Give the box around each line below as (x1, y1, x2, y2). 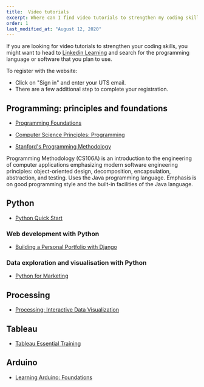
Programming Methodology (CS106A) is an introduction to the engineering (6, 155, 192, 162)
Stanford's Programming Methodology (15, 143, 111, 150)
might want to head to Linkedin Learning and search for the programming (6, 49, 190, 57)
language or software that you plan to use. (6, 55, 112, 63)
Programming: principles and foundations (6, 103, 168, 113)
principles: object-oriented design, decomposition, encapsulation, (6, 168, 171, 175)
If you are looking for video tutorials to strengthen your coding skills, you (6, 43, 188, 50)
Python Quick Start (15, 214, 63, 221)
